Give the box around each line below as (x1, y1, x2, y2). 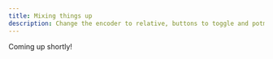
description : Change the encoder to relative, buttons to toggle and (8, 19, 249, 27)
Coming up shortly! (8, 41, 73, 51)
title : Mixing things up (8, 11, 93, 20)
